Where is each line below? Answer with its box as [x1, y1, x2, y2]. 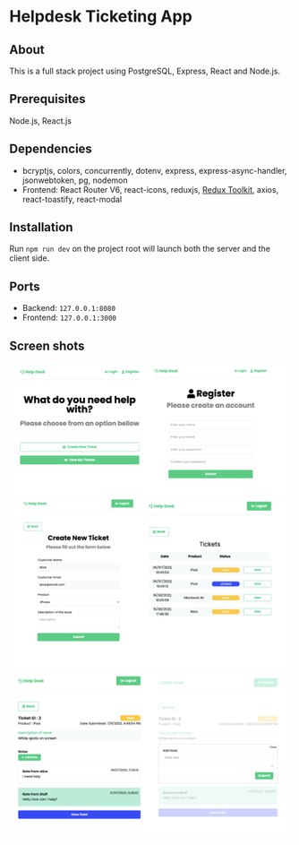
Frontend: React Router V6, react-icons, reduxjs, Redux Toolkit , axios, [21, 184, 279, 194]
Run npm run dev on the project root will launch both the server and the [9, 244, 271, 254]
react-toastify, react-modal [21, 194, 123, 204]
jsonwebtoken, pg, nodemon [21, 175, 128, 185]
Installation [9, 220, 73, 235]
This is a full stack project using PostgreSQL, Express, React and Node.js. [9, 65, 280, 76]
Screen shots [9, 338, 85, 353]
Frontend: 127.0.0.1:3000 [21, 312, 117, 323]
